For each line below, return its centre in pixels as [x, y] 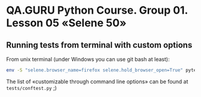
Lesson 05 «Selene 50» [66, 23]
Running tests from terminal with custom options [99, 45]
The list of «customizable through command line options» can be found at [97, 82]
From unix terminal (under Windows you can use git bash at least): [88, 59]
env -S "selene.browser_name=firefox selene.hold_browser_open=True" [95, 70]
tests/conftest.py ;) [31, 87]
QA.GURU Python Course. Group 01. [97, 10]
